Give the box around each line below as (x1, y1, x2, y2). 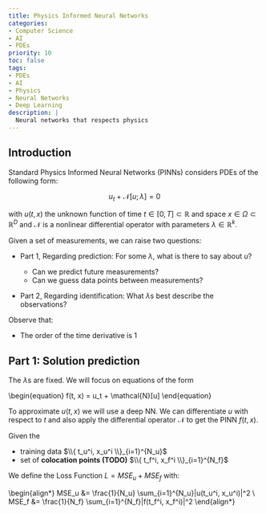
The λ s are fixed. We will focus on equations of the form (8, 375, 194, 385)
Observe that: (8, 315, 54, 325)
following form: (8, 176, 58, 186)
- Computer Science (8, 27, 74, 35)
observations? (19, 300, 67, 309)
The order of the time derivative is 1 (19, 331, 138, 341)
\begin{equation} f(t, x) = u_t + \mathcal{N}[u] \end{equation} (8, 390, 212, 400)
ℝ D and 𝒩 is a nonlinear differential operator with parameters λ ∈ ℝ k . (8, 218, 238, 230)
